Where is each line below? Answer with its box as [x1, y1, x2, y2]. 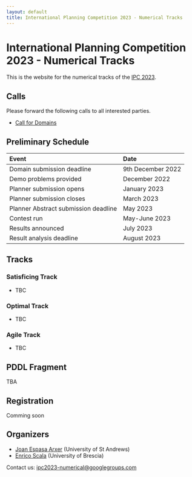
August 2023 [123, 234, 161, 243]
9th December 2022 [123, 165, 182, 174]
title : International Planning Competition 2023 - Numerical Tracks [6, 15, 183, 21]
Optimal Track [6, 302, 49, 310]
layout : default [6, 8, 47, 15]
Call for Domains [15, 119, 57, 126]
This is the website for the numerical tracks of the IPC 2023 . [6, 73, 156, 81]
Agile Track [6, 330, 41, 339]
